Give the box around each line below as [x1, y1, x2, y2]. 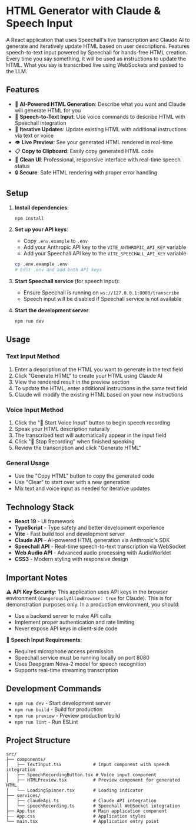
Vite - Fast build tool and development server [14, 530, 125, 537]
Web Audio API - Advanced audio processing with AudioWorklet [14, 549, 172, 556]
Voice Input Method [6, 406, 64, 414]
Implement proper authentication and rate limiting [14, 618, 135, 625]
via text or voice [14, 132, 54, 139]
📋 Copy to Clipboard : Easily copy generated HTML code [14, 147, 154, 154]
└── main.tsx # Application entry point [6, 818, 160, 824]
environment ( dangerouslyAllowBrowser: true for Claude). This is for [6, 594, 172, 601]
